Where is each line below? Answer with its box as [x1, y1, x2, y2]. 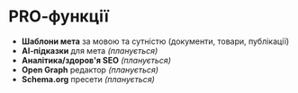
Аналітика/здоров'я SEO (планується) [21, 55, 172, 65]
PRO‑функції [8, 6, 109, 27]
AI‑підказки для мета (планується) [21, 45, 158, 55]
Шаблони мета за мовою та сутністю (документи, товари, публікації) [21, 36, 290, 46]
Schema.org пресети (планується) [21, 73, 155, 84]
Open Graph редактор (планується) [21, 64, 159, 75]
